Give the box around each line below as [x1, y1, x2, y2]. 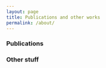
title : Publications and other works [6, 14, 101, 20]
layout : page [6, 8, 39, 15]
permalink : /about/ [6, 20, 55, 26]
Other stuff [6, 55, 39, 64]
